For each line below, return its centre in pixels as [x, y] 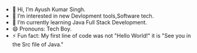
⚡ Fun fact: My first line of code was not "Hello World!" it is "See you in [102, 36]
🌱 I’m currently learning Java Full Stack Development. [80, 22]
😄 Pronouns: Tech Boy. [42, 29]
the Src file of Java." [38, 44]
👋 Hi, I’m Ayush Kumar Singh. [49, 9]
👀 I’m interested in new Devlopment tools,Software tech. [83, 16]
